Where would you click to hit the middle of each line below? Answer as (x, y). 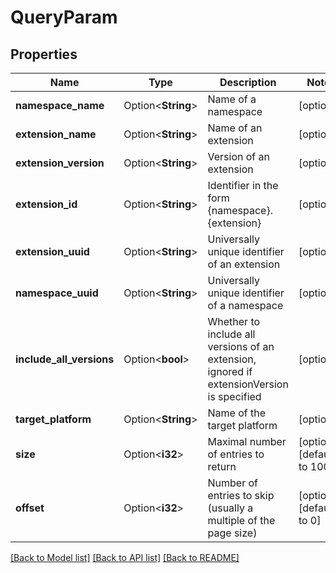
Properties (44, 54)
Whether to (234, 321)
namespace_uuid (57, 293)
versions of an (241, 346)
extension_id (46, 204)
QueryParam (64, 17)
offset (30, 508)
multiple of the (241, 520)
